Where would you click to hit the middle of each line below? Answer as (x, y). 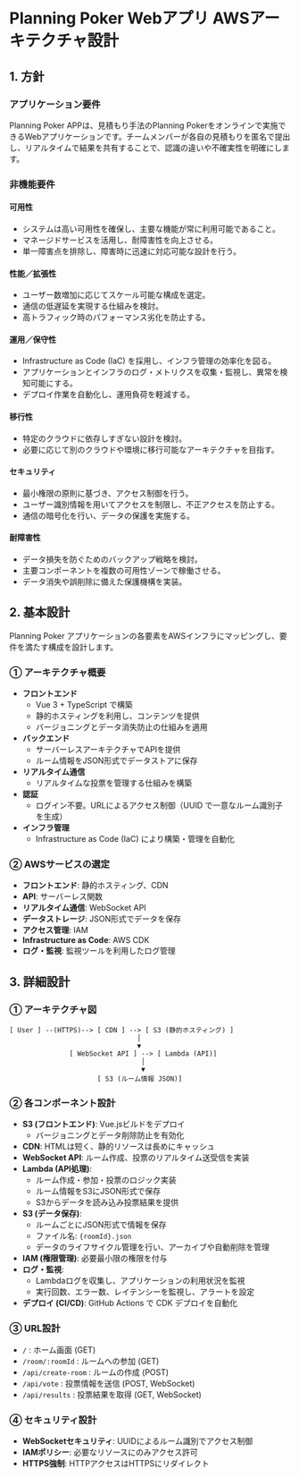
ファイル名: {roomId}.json (83, 1236)
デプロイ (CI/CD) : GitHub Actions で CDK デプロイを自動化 (130, 1303)
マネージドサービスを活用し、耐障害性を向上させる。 (120, 240)
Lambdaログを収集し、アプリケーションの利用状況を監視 (140, 1281)
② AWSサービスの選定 (59, 864)
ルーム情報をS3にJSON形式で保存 (98, 1192)
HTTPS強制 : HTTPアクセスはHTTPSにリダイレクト (116, 1463)
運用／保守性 (33, 339)
